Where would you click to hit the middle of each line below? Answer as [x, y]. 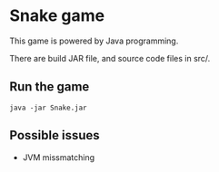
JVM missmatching [59, 157]
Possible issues [55, 135]
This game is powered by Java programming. [94, 41]
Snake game [57, 16]
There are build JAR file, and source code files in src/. [110, 58]
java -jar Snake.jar [49, 108]
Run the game [50, 87]
